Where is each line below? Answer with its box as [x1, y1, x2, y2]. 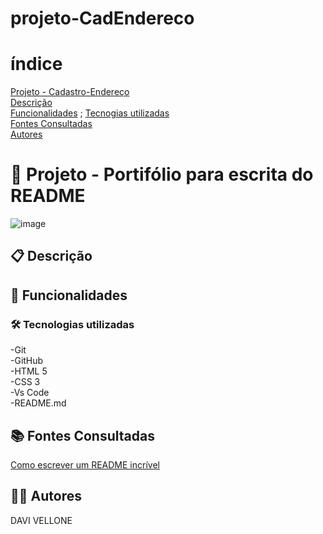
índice [10, 53, 63, 76]
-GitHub [10, 355, 44, 367]
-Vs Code [10, 387, 50, 399]
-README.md [10, 397, 67, 409]
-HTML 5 [10, 365, 48, 377]
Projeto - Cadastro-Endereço [10, 86, 130, 98]
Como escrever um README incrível [10, 458, 160, 471]
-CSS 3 [10, 376, 41, 388]
